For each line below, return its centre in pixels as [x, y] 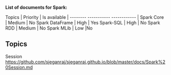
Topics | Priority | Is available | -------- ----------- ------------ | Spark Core [85, 17]
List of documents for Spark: [36, 7]
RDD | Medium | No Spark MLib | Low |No [49, 28]
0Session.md [19, 67]
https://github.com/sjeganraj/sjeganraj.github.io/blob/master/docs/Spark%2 [86, 62]
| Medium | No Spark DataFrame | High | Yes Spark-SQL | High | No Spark [83, 23]
